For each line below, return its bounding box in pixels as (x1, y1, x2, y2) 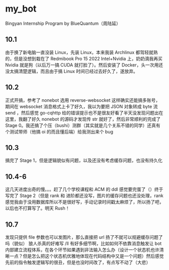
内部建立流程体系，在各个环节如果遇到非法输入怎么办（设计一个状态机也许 (5, 247, 159, 252)
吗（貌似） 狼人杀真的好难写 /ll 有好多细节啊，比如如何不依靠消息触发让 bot (5, 240, 162, 246)
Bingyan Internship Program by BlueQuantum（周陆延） (5, 20, 121, 26)
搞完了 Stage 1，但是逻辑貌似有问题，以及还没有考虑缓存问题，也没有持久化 (5, 157, 162, 164)
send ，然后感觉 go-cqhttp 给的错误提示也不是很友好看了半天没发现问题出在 (5, 109, 163, 116)
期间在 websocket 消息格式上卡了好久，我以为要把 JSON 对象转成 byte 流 (5, 103, 158, 109)
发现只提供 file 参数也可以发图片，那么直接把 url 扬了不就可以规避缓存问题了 (5, 234, 163, 240)
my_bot (5, 3, 37, 15)
